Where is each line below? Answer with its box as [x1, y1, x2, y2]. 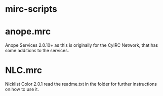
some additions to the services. [5, 48, 69, 54]
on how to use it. [5, 86, 39, 92]
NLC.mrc [5, 65, 42, 76]
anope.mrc [5, 26, 51, 37]
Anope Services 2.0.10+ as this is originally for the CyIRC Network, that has [5, 42, 158, 48]
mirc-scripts [5, 3, 58, 15]
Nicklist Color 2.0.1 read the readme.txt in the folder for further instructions [5, 81, 157, 87]
